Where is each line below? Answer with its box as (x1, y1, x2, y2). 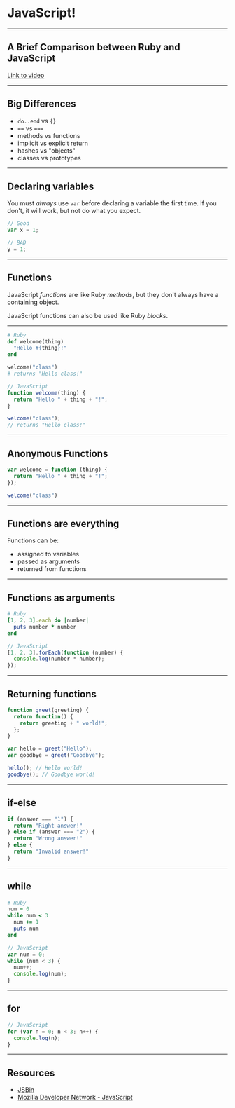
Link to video (7, 71, 45, 79)
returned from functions (17, 565, 87, 573)
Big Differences (7, 98, 76, 110)
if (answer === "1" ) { (7, 815, 73, 823)
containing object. (7, 298, 59, 306)
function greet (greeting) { (7, 706, 90, 713)
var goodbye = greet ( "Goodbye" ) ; (7, 752, 105, 759)
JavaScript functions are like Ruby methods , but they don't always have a (7, 290, 219, 299)
